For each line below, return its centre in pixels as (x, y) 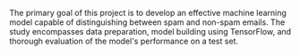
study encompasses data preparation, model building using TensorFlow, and (150, 31)
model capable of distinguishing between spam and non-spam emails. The (147, 22)
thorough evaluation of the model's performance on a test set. (124, 41)
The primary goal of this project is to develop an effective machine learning (148, 13)
